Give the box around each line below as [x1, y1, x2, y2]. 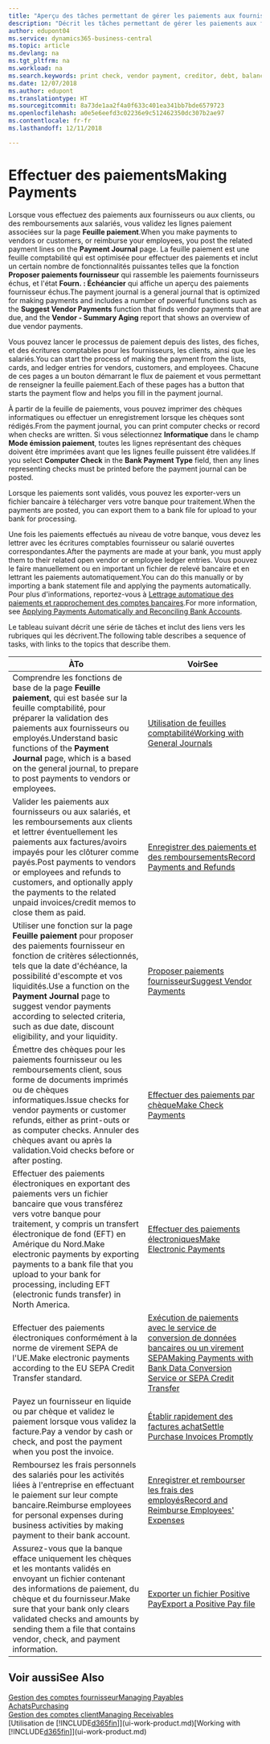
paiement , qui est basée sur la [12, 692, 128, 703]
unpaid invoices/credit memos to [12, 897, 137, 908]
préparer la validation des [12, 712, 108, 723]
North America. [12, 1299, 70, 1310]
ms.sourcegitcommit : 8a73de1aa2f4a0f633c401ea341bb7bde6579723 [8, 102, 225, 110]
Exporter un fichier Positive [147, 1588, 251, 1599]
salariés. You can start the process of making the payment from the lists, [8, 354, 247, 364]
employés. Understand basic [12, 732, 119, 743]
